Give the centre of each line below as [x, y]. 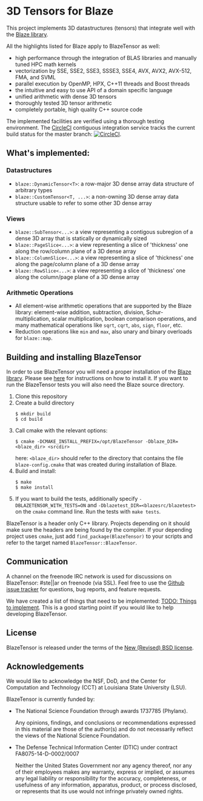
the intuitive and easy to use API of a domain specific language [94, 90]
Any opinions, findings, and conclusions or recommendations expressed [105, 723]
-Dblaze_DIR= [162, 442]
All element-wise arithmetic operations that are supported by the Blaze [103, 306]
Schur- [155, 312]
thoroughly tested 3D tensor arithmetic [63, 103]
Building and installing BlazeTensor [74, 357]
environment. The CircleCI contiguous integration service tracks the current [101, 127]
